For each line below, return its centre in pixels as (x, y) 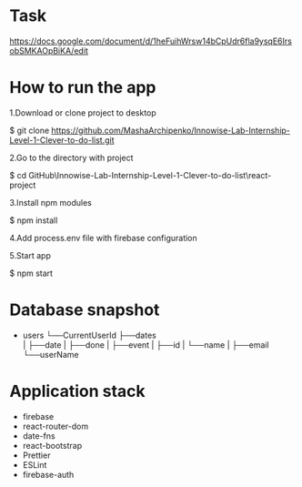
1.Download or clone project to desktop (83, 112)
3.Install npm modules (51, 202)
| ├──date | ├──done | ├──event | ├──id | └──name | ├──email (146, 345)
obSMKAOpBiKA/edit (49, 50)
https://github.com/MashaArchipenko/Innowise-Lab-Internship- (171, 130)
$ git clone (30, 130)
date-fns (39, 436)
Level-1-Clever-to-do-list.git (62, 140)
